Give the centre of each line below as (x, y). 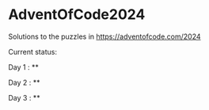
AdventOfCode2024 (77, 15)
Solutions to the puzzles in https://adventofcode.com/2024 (104, 36)
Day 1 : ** (24, 67)
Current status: (33, 51)
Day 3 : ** (25, 97)
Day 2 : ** (25, 82)
